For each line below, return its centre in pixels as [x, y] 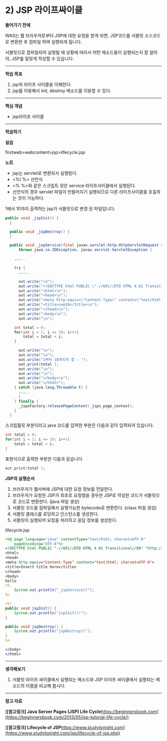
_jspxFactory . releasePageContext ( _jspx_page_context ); [76, 406]
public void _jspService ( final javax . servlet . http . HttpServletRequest [84, 245]
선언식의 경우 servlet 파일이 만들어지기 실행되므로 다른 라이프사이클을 [80, 192]
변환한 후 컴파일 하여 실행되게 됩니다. [46, 42]
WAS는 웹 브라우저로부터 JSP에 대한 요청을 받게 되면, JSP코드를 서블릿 [74, 35]
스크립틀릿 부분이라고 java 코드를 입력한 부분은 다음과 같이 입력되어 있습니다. [80, 425]
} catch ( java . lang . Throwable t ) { [51, 387]
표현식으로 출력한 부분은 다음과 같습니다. [44, 459]
